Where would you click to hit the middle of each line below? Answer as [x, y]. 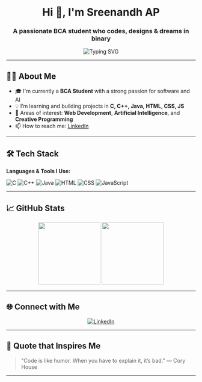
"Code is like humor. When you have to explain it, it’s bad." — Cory [103, 360]
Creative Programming [44, 119]
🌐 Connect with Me [43, 307]
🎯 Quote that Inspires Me [54, 346]
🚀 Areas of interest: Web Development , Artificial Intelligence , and [97, 113]
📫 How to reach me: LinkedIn [52, 126]
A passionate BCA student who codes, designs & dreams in [101, 31]
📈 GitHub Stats [35, 208]
